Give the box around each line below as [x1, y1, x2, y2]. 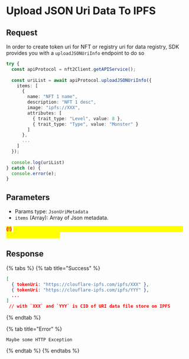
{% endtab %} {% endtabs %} [6, 347, 80, 354]
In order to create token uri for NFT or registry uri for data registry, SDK [6, 43, 180, 50]
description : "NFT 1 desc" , [27, 99, 96, 106]
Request [6, 28, 38, 38]
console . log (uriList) [11, 159, 65, 166]
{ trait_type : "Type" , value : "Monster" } [32, 121, 139, 127]
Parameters [6, 192, 50, 202]
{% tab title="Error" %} [6, 325, 63, 332]
